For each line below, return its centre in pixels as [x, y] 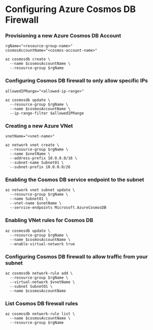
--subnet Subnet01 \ [31, 286]
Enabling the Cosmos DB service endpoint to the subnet [75, 180]
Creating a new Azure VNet [39, 126]
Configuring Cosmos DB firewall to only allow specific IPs [76, 80]
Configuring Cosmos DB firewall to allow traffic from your [76, 257]
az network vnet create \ [32, 145]
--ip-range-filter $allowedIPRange [47, 113]
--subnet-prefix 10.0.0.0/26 [40, 167]
